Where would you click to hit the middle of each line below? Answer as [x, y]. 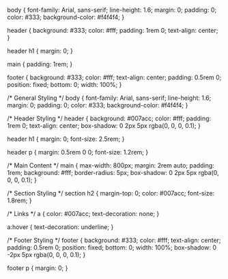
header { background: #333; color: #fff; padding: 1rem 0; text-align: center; [113, 30]
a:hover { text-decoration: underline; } [60, 227]
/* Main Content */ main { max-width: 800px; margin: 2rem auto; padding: [111, 165]
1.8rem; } [19, 200]
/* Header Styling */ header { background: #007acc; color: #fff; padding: [109, 118]
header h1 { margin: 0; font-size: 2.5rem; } [66, 139]
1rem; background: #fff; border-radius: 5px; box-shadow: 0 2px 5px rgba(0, [113, 173]
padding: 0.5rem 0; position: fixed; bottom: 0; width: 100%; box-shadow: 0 [112, 248]
